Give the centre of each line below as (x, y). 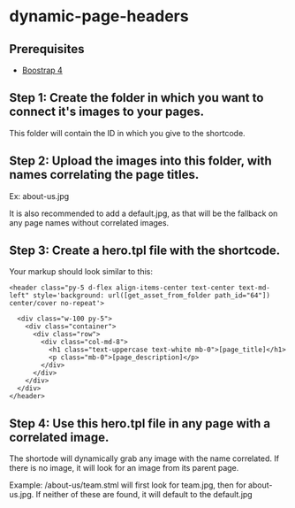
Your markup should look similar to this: (81, 272)
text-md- (254, 288)
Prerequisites (47, 49)
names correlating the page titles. (104, 175)
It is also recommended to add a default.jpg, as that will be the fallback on (144, 213)
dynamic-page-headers (99, 16)
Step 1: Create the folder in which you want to (136, 98)
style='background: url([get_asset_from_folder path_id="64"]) (151, 296)
